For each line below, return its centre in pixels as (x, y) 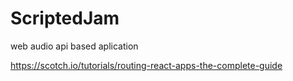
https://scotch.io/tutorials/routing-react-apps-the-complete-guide (146, 65)
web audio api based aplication (74, 46)
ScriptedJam (65, 18)
